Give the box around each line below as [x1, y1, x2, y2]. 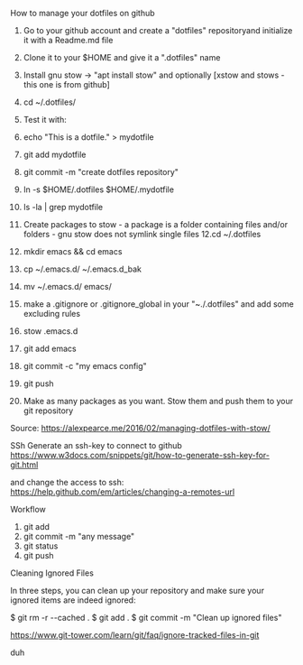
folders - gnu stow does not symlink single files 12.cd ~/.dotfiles [23, 229, 262, 239]
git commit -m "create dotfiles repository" [23, 167, 179, 177]
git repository [23, 405, 74, 416]
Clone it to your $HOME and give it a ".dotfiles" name [23, 52, 221, 62]
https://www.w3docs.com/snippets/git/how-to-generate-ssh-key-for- [10, 450, 270, 460]
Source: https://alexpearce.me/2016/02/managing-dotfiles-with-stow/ [10, 423, 271, 433]
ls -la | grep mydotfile [23, 202, 104, 212]
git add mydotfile [23, 149, 87, 160]
